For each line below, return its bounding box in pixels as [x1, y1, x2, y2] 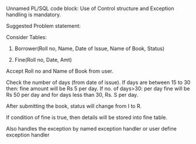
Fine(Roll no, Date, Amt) [14, 57, 72, 63]
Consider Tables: [6, 34, 47, 40]
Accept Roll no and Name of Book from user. [6, 68, 114, 75]
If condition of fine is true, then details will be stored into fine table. [6, 114, 168, 121]
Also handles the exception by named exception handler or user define [6, 125, 177, 132]
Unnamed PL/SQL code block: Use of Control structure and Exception [6, 5, 174, 12]
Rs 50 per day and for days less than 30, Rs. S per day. [6, 92, 139, 98]
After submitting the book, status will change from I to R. [6, 103, 142, 110]
